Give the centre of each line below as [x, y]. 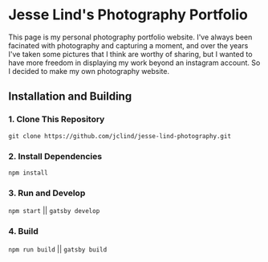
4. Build [23, 231]
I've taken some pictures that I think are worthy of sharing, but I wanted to [130, 54]
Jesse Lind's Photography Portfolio [128, 15]
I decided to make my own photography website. [89, 71]
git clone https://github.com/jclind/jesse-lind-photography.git [120, 136]
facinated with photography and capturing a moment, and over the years [128, 45]
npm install [28, 173]
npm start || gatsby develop [54, 211]
